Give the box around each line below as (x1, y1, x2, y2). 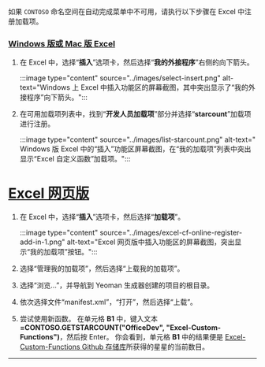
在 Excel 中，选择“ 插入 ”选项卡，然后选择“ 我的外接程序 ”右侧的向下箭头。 (19, 57, 254, 67)
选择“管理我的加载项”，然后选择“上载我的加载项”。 (19, 264, 185, 273)
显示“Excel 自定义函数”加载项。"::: (19, 154, 131, 164)
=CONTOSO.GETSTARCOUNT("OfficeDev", (19, 323, 165, 332)
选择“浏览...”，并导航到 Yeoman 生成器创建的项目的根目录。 (19, 280, 215, 290)
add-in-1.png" (19, 237, 65, 247)
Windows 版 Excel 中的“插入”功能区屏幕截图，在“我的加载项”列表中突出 (19, 144, 252, 154)
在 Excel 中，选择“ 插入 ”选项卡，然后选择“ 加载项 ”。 (19, 212, 185, 222)
